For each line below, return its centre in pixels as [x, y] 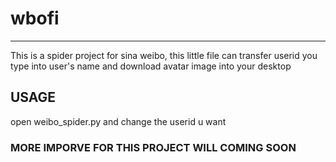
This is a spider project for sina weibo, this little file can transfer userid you [164, 55]
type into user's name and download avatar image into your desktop [151, 66]
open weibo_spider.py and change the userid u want [118, 121]
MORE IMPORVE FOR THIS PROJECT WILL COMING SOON [153, 147]
